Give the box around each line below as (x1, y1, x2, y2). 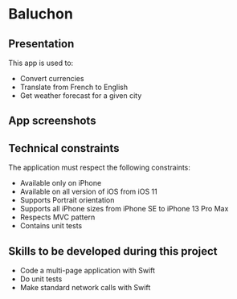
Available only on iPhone (19, 178, 102, 188)
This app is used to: (8, 58, 74, 68)
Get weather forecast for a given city (19, 91, 142, 100)
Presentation (8, 37, 75, 51)
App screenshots (8, 114, 96, 128)
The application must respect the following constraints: (8, 162, 191, 173)
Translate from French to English (19, 82, 129, 92)
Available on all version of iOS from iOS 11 (19, 186, 158, 197)
